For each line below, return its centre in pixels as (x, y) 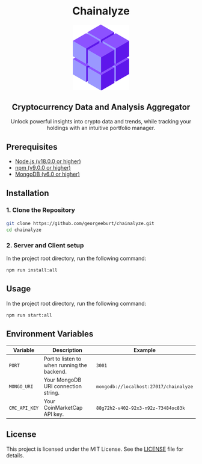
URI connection (63, 386)
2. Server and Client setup (45, 245)
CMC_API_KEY (24, 408)
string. (52, 393)
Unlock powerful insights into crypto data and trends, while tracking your (101, 122)
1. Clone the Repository (41, 210)
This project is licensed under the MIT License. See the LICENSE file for (95, 449)
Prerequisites (32, 147)
